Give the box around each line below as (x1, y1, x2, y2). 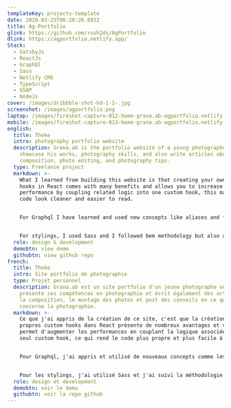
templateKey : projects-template (7, 10, 100, 17)
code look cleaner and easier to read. (19, 195, 134, 203)
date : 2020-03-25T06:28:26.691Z (7, 17, 100, 23)
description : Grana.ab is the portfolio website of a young (13, 144, 189, 151)
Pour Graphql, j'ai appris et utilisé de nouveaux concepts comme (19, 353, 214, 360)
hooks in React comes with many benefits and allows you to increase (19, 183, 223, 190)
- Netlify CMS (13, 74, 54, 81)
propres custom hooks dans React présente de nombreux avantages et (19, 322, 220, 329)
